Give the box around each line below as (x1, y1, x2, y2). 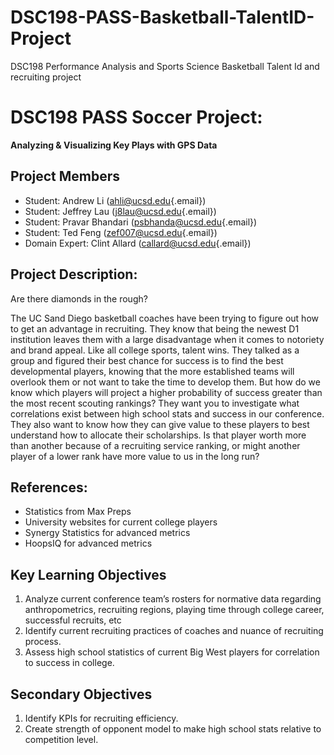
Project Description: (10, 266, 138, 283)
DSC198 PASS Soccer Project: (10, 106, 263, 129)
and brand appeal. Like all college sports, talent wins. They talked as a (10, 344, 300, 356)
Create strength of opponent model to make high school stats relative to (24, 722, 322, 735)
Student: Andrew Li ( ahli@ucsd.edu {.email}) (24, 194, 207, 206)
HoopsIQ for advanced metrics (24, 537, 153, 550)
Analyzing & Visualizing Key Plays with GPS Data (10, 139, 218, 151)
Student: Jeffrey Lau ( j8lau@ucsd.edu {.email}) (24, 205, 217, 217)
